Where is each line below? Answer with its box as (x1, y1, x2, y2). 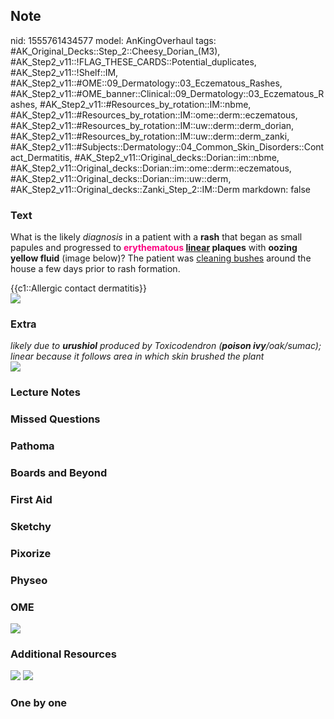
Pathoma (10, 439, 55, 453)
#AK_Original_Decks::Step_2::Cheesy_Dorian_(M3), (10, 45, 221, 57)
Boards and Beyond (10, 466, 108, 480)
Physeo (10, 573, 48, 587)
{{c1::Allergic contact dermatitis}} (10, 282, 147, 294)
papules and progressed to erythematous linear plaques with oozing (10, 242, 298, 254)
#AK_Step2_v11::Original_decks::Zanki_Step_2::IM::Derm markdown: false (10, 183, 312, 195)
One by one (10, 696, 68, 710)
